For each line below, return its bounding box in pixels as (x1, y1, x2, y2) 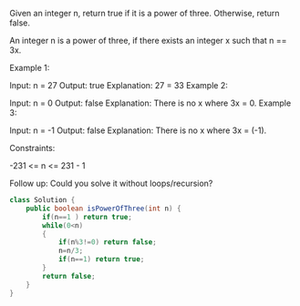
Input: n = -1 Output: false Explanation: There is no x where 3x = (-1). (9, 125, 267, 136)
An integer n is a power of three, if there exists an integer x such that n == (9, 36, 287, 46)
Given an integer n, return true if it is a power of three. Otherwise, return (9, 8, 280, 18)
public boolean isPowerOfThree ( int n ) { (26, 204, 181, 213)
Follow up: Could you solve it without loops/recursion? (9, 178, 213, 189)
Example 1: (9, 63, 50, 73)
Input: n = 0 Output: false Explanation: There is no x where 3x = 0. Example (9, 97, 292, 108)
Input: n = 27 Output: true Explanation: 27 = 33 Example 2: (9, 80, 228, 90)
